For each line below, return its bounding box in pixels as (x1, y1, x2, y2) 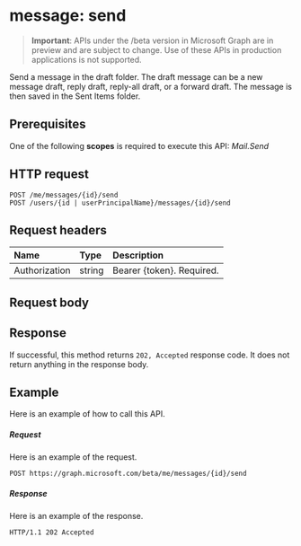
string (79, 264, 104, 277)
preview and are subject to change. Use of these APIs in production (31, 44, 282, 55)
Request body (9, 295, 90, 310)
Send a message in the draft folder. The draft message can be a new (9, 71, 263, 82)
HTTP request (9, 167, 90, 182)
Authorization (13, 264, 71, 277)
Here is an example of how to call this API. (9, 409, 165, 419)
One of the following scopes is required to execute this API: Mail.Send (9, 140, 270, 151)
